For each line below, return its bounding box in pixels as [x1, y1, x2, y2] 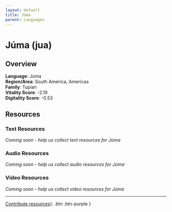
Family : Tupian [5, 84, 37, 90]
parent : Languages [5, 17, 45, 22]
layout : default [5, 7, 40, 13]
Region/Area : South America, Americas [5, 79, 89, 85]
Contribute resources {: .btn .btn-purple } [5, 201, 91, 207]
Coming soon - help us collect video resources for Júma [5, 186, 124, 192]
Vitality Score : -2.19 [5, 89, 48, 95]
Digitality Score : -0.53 [5, 95, 53, 101]
